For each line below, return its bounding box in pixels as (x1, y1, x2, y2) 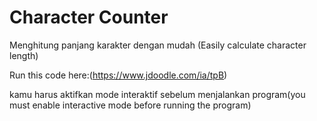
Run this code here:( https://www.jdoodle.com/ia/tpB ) (9, 69, 228, 81)
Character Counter (9, 6, 169, 29)
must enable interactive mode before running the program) (9, 99, 252, 111)
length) (9, 49, 39, 61)
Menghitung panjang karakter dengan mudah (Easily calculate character (9, 39, 307, 51)
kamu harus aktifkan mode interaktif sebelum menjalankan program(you (9, 88, 306, 100)
